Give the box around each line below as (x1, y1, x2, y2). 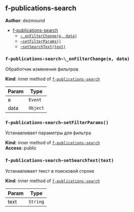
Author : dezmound (5, 17, 46, 23)
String (28, 199, 44, 204)
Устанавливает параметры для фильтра (5, 130, 92, 136)
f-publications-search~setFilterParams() (5, 120, 109, 126)
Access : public (5, 145, 37, 151)
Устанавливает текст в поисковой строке (5, 168, 95, 174)
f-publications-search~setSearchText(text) (5, 157, 114, 164)
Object (28, 105, 44, 111)
